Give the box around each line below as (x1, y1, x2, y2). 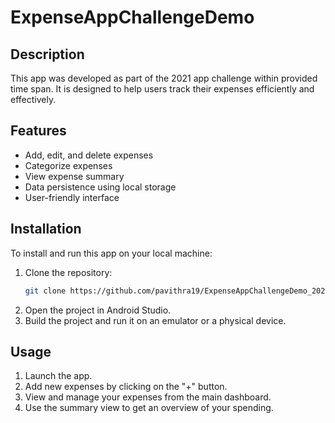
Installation (10, 221, 82, 238)
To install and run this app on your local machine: (10, 247, 213, 259)
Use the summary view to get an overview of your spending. (24, 402, 274, 414)
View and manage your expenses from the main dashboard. (24, 391, 272, 403)
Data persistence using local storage (24, 181, 177, 193)
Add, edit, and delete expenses (24, 149, 154, 161)
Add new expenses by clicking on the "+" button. (24, 381, 228, 393)
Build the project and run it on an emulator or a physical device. (24, 314, 287, 326)
